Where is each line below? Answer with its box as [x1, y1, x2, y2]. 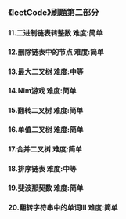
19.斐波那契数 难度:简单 [8, 183, 84, 193]
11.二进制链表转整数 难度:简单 [8, 27, 103, 37]
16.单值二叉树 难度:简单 [8, 125, 84, 134]
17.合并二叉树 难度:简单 [8, 144, 83, 154]
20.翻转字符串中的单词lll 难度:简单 [8, 203, 118, 212]
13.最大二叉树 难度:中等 [8, 67, 84, 76]
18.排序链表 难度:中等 [8, 163, 77, 173]
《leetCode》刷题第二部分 [8, 6, 99, 17]
